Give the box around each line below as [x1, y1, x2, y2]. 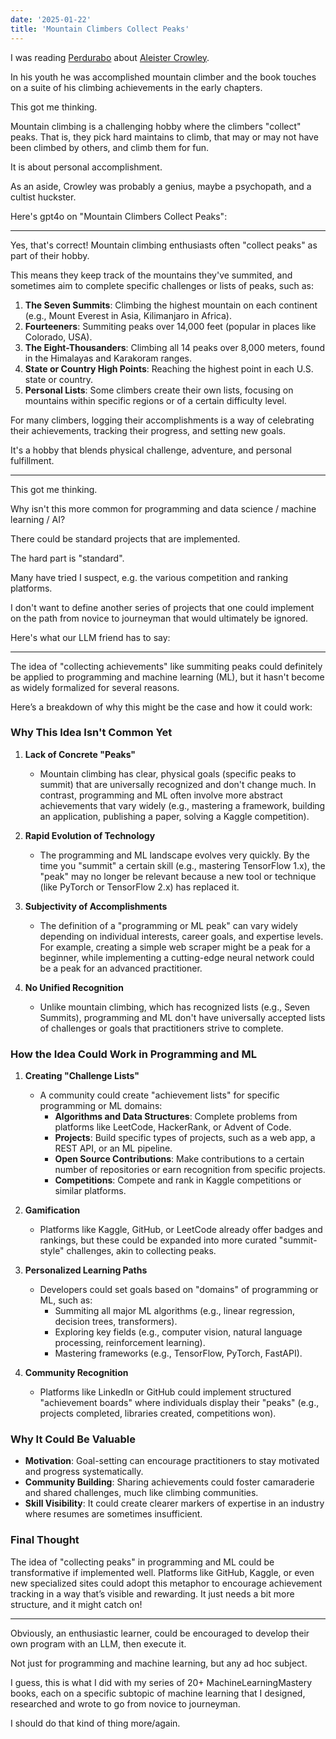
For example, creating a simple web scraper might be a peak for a [39, 941, 311, 953]
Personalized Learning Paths [24, 1264, 148, 1276]
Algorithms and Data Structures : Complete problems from [54, 1111, 298, 1123]
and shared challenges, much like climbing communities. [24, 1487, 259, 1499]
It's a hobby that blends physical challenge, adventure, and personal [10, 444, 292, 456]
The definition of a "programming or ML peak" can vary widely [39, 919, 298, 931]
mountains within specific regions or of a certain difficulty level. [24, 394, 287, 406]
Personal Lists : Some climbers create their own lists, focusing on [24, 384, 294, 396]
